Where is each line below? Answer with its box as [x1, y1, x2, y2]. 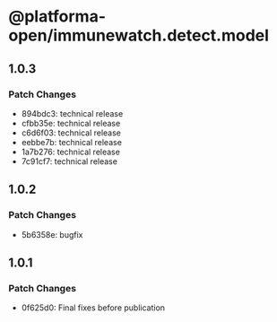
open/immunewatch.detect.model [8, 25, 270, 46]
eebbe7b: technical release [21, 136, 123, 147]
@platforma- [8, 6, 107, 27]
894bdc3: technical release [21, 108, 124, 118]
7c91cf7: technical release [21, 155, 118, 167]
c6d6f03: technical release [21, 127, 122, 138]
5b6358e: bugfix [21, 229, 83, 239]
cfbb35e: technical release [21, 117, 121, 128]
